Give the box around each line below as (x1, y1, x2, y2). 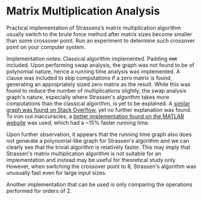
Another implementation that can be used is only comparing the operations (6, 181, 193, 188)
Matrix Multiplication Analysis (6, 4, 160, 18)
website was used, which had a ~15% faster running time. (6, 119, 150, 126)
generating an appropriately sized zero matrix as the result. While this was (6, 80, 191, 88)
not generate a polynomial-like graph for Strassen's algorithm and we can (6, 137, 190, 144)
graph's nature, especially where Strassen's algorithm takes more (6, 93, 170, 101)
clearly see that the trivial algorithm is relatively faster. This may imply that (6, 143, 191, 151)
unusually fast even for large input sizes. (6, 169, 107, 176)
